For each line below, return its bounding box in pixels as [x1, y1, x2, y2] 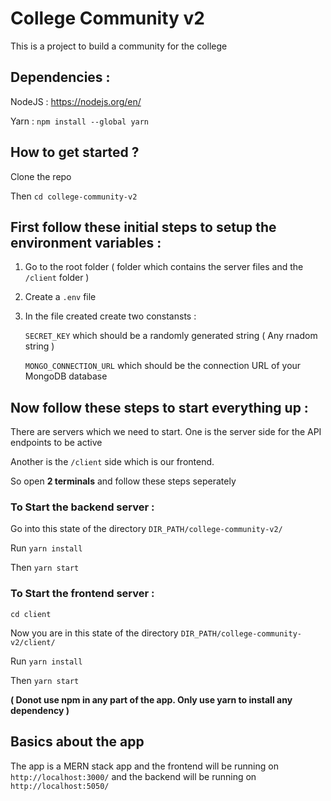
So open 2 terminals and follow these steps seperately [10, 475, 237, 487]
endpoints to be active [10, 437, 103, 449]
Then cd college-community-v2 [10, 190, 138, 202]
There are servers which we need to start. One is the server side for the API [10, 426, 322, 438]
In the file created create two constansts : [24, 310, 197, 322]
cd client [10, 609, 52, 619]
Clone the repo [10, 170, 72, 182]
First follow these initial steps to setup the [10, 218, 277, 236]
